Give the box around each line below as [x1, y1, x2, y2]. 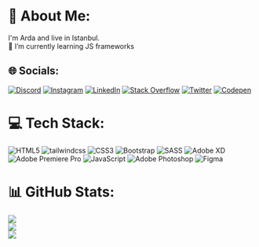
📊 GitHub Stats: [8, 182, 115, 201]
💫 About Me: [8, 7, 91, 25]
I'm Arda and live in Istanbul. [8, 33, 100, 42]
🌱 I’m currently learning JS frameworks [8, 41, 135, 50]
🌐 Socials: [8, 65, 60, 78]
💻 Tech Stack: [8, 114, 105, 132]
